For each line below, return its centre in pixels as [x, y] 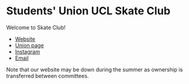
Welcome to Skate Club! [36, 27]
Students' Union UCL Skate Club [88, 11]
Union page [29, 45]
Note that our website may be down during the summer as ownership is [94, 69]
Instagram [27, 51]
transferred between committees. [47, 76]
